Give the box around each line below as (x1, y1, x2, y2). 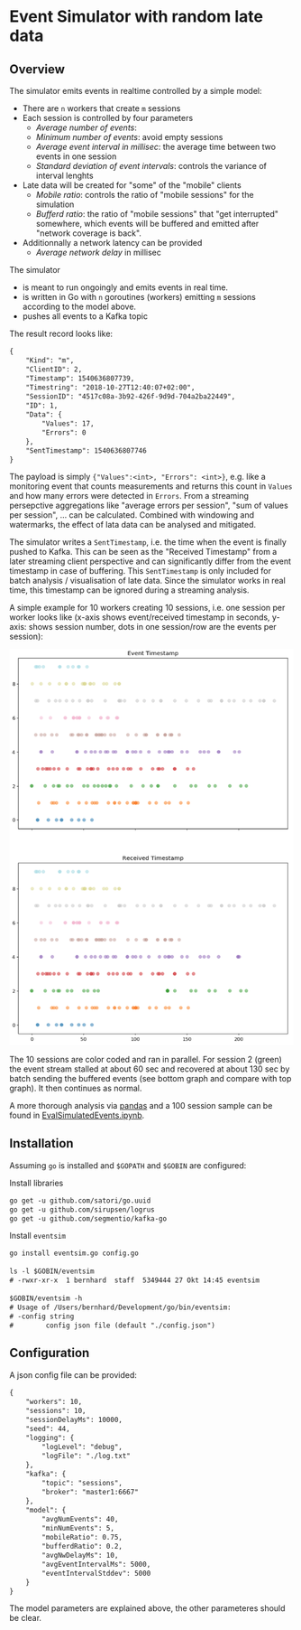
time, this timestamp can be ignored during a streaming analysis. (9, 585, 250, 595)
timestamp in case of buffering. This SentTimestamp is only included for (9, 566, 272, 576)
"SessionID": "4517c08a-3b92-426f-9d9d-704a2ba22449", (25, 392, 236, 401)
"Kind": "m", (25, 356, 75, 365)
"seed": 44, (25, 1424, 70, 1433)
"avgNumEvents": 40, (41, 1514, 119, 1523)
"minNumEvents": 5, (41, 1523, 115, 1532)
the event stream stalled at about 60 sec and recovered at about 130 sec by (9, 1063, 290, 1074)
